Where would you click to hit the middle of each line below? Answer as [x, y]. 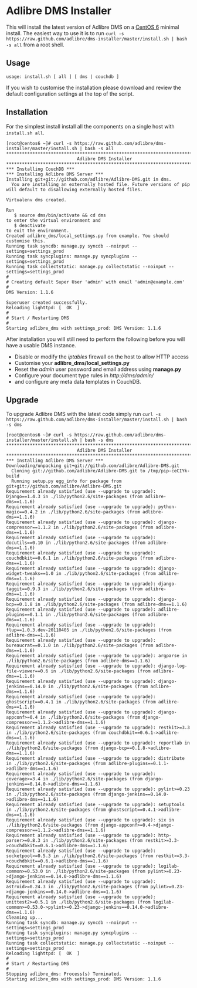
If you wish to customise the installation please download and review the [94, 87]
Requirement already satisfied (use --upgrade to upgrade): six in [90, 820]
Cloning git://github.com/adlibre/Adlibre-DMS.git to [78, 471]
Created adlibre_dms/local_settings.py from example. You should [87, 236]
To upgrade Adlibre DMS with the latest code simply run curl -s [84, 414]
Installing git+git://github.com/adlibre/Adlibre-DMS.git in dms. [89, 179]
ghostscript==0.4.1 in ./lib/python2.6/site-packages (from [81, 702]
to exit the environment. [38, 231]
